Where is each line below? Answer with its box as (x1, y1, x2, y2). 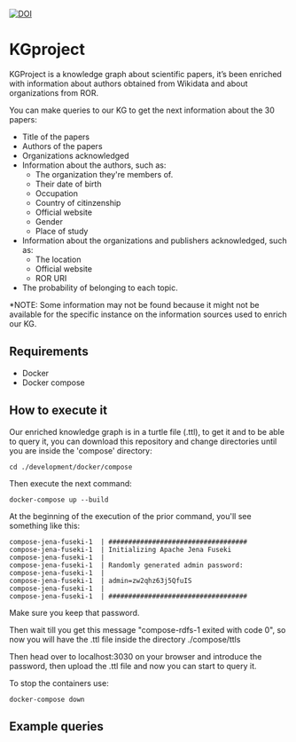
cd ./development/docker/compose (9, 462, 133, 471)
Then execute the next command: (9, 478, 133, 488)
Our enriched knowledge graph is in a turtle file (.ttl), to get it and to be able (9, 426, 285, 437)
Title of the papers (21, 131, 90, 142)
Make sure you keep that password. (9, 607, 140, 618)
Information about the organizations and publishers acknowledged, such (21, 235, 287, 246)
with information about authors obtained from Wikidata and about (9, 78, 248, 89)
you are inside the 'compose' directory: (9, 445, 152, 456)
